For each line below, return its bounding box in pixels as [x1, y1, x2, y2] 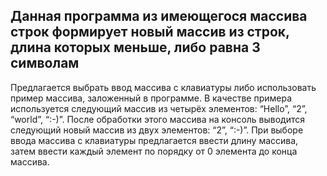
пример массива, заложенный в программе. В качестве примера [10, 92, 293, 104]
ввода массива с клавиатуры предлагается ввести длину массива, [10, 134, 299, 146]
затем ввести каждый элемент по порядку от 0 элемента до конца [10, 145, 298, 157]
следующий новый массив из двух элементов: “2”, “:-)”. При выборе [10, 124, 304, 136]
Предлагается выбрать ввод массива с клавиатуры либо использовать [10, 81, 317, 93]
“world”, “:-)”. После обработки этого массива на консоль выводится [10, 113, 306, 125]
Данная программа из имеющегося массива [10, 8, 308, 25]
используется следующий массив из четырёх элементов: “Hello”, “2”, [10, 102, 308, 114]
